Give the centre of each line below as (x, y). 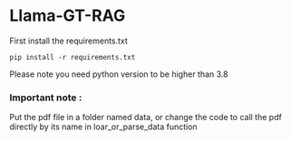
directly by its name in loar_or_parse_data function (103, 127)
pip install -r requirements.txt (73, 57)
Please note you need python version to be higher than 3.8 (119, 74)
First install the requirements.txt (69, 41)
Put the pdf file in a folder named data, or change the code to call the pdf (146, 117)
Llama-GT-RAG (68, 16)
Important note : (46, 98)
